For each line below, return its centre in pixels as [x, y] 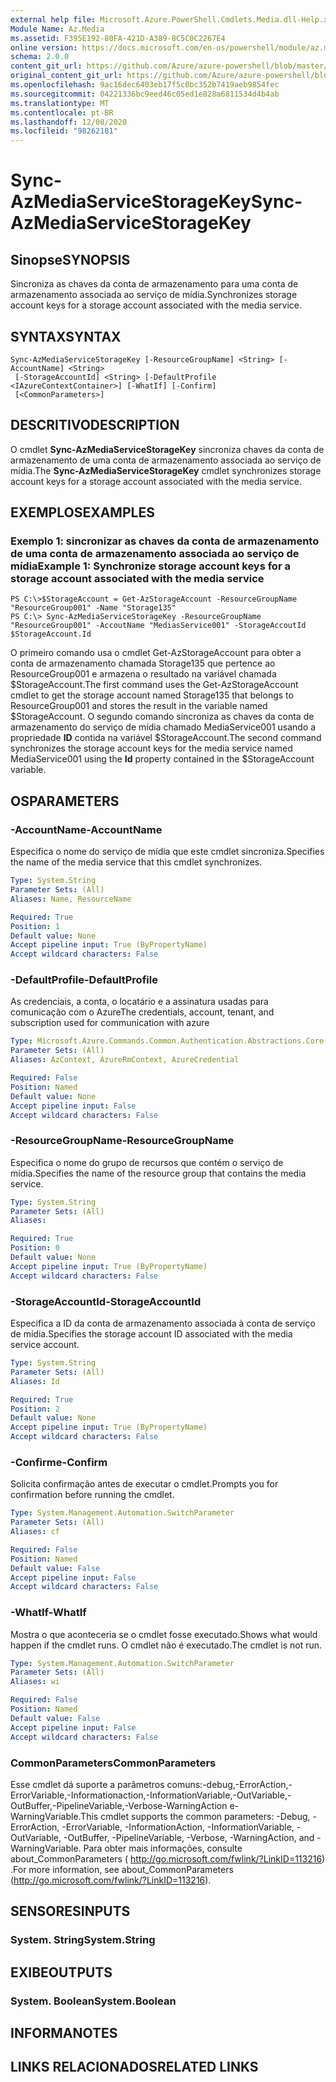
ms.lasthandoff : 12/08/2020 [69, 122]
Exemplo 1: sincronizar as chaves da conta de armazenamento [165, 541]
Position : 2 [35, 1409]
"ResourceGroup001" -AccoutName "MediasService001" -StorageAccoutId [158, 626]
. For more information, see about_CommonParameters [122, 1869]
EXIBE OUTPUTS [61, 1972]
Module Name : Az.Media [57, 29]
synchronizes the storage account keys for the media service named [151, 748]
